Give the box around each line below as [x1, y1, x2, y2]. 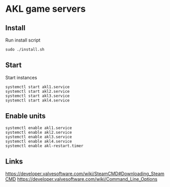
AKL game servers [5, 3, 86, 15]
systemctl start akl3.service [5, 93, 70, 98]
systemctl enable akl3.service [5, 134, 72, 139]
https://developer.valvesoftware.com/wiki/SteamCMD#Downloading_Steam [5, 171, 165, 177]
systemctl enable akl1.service [5, 125, 72, 131]
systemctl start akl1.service [5, 84, 70, 90]
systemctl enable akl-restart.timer [5, 143, 83, 149]
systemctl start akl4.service [5, 98, 70, 103]
